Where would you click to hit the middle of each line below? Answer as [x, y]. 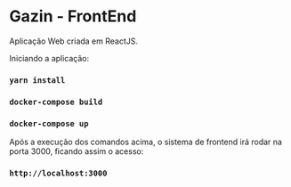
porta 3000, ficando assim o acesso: [77, 151]
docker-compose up [49, 123]
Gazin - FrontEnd [73, 16]
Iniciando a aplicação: [49, 58]
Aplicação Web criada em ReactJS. [74, 41]
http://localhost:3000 [58, 173]
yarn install [37, 80]
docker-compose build [56, 102]
